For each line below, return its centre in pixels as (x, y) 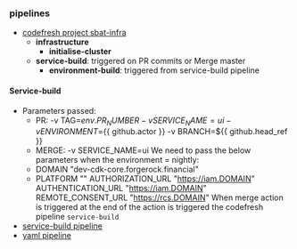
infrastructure (62, 42)
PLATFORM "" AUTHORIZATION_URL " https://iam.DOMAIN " (145, 179)
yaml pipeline (46, 236)
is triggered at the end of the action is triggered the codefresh (149, 207)
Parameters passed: (59, 110)
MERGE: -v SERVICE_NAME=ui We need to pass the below (143, 150)
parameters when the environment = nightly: (117, 160)
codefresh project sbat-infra (74, 33)
